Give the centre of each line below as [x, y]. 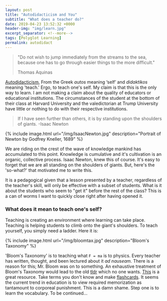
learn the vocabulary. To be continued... [46, 293]
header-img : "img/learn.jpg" [36, 29]
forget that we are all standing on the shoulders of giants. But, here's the [80, 165]
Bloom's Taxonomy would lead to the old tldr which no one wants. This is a [82, 272]
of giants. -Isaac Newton [43, 124]
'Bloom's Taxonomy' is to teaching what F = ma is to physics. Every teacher [83, 256]
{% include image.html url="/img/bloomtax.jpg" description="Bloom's [77, 240]
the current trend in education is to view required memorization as [73, 282]
